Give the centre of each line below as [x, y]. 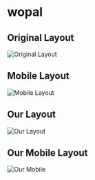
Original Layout [41, 38]
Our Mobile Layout [47, 153]
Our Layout [32, 115]
